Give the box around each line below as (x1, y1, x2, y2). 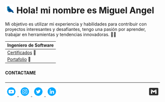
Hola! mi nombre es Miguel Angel (16, 5, 155, 16)
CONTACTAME (5, 70, 36, 76)
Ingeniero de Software (7, 42, 54, 48)
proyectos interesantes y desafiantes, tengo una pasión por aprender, (5, 26, 146, 32)
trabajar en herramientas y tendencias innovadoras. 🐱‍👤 (5, 31, 116, 37)
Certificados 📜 (7, 50, 36, 55)
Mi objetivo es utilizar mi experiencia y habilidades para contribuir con (5, 21, 147, 27)
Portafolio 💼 (7, 56, 31, 62)
